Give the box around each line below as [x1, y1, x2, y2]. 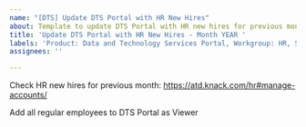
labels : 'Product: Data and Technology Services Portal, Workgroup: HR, [9, 38, 291, 48]
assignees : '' [9, 47, 64, 56]
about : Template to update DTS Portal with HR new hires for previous [9, 22, 283, 31]
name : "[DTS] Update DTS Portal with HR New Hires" [9, 13, 209, 23]
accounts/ [9, 90, 47, 101]
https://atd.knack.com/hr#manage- [163, 80, 296, 91]
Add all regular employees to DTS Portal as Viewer [9, 107, 199, 118]
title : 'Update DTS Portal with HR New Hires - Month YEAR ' [9, 30, 247, 39]
